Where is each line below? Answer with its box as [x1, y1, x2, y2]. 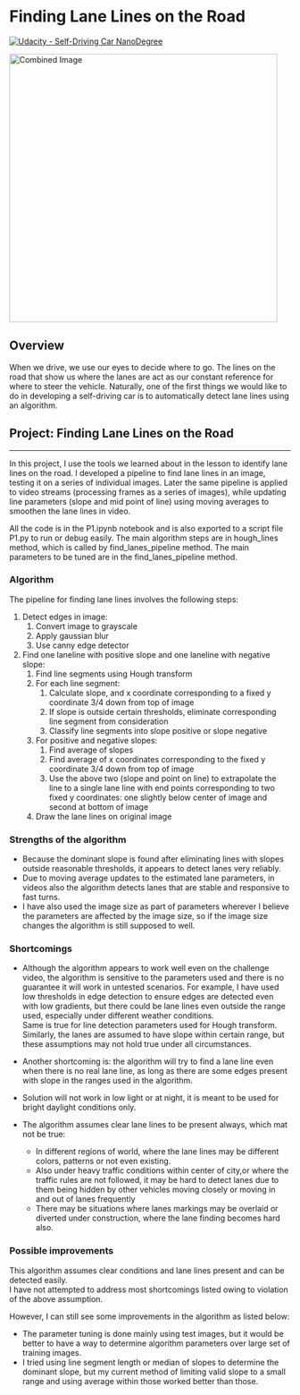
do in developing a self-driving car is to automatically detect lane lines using [9, 390, 290, 401]
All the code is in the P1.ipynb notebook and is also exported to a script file [9, 523, 284, 533]
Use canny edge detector [35, 640, 129, 651]
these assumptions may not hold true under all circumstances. [21, 1039, 252, 1050]
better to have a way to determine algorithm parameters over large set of [21, 1338, 290, 1348]
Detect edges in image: [21, 611, 108, 622]
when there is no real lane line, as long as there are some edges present [21, 1066, 287, 1076]
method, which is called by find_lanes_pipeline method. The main [9, 541, 250, 552]
